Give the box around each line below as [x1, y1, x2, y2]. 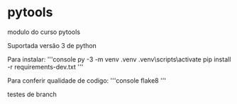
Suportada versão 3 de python [7, 41, 97, 50]
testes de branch [7, 90, 57, 98]
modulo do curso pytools [7, 28, 80, 36]
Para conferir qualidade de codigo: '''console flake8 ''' [7, 76, 167, 85]
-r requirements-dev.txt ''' [7, 62, 84, 71]
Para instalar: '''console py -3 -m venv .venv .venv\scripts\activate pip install [7, 54, 231, 64]
